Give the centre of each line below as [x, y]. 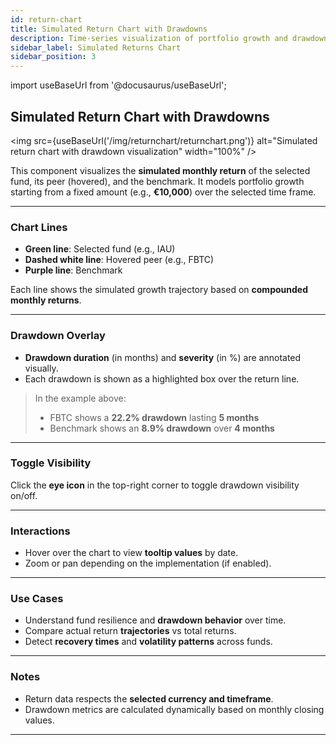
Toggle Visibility [51, 463]
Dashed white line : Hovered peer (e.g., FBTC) [119, 260]
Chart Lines [39, 227]
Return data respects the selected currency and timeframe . [149, 698]
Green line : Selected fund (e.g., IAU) [100, 249]
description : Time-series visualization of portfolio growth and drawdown [169, 38]
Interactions [40, 531]
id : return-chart [46, 19]
